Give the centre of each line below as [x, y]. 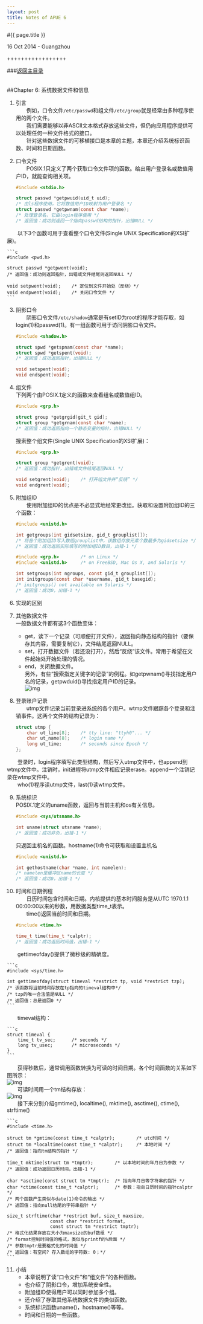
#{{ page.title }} [26, 34]
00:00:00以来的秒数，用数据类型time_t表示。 [72, 906]
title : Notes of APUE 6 [37, 18]
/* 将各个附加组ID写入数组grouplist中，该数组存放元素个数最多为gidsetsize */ [106, 541]
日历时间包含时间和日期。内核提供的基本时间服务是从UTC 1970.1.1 [108, 899]
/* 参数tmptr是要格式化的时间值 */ [46, 1245]
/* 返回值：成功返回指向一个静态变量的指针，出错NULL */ [78, 428]
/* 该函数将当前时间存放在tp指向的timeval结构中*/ [64, 988]
